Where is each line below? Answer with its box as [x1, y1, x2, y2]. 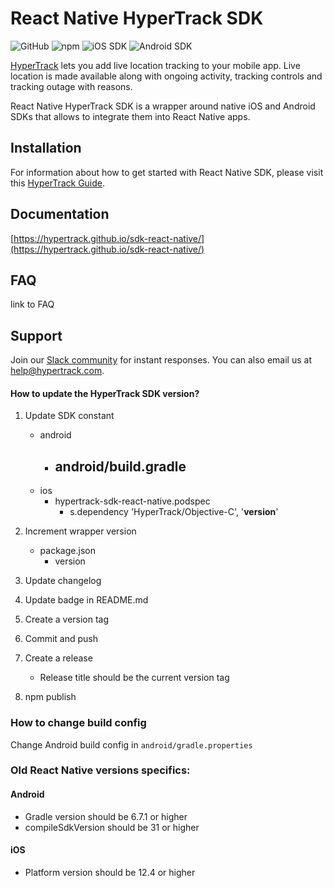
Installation [10, 140, 82, 157]
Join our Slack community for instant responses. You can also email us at [10, 354, 312, 366]
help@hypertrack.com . [10, 365, 105, 377]
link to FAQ [10, 298, 55, 311]
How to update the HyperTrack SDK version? [10, 387, 200, 399]
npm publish [24, 691, 77, 703]
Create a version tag [24, 613, 110, 626]
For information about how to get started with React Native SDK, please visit [10, 166, 324, 178]
